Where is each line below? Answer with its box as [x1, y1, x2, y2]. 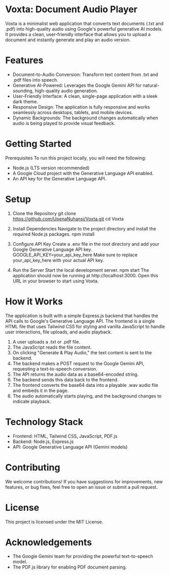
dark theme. [12, 98, 38, 104]
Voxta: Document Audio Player [5, 4, 138, 15]
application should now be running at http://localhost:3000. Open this [12, 272, 158, 278]
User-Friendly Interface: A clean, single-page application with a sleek [12, 93, 158, 99]
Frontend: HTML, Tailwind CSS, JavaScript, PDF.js [12, 433, 118, 439]
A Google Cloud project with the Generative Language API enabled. [12, 170, 154, 176]
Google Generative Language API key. [12, 246, 92, 252]
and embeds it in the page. [12, 387, 69, 394]
